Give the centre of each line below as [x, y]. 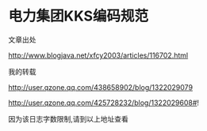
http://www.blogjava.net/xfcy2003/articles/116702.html [98, 55]
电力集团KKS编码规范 [79, 16]
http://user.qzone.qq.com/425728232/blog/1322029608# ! [104, 103]
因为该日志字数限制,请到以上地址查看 [69, 118]
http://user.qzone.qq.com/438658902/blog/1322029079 [100, 87]
